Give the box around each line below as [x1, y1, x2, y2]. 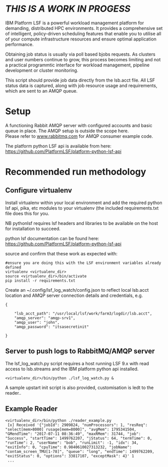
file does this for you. [5, 210, 49, 216]
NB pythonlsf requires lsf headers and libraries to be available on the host [5, 220, 158, 226]
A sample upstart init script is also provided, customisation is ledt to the [5, 384, 154, 391]
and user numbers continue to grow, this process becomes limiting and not [5, 56, 161, 62]
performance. [5, 41, 34, 47]
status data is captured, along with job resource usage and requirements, [5, 82, 157, 89]
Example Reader [5, 405, 58, 413]
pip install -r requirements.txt [5, 278, 76, 283]
